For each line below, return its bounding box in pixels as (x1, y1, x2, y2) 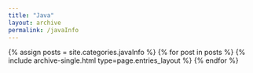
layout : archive (8, 19, 61, 27)
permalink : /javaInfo (8, 26, 79, 34)
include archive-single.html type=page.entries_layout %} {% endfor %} (8, 56, 239, 65)
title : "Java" (8, 11, 55, 20)
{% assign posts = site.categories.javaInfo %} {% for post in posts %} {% (8, 48, 246, 57)
